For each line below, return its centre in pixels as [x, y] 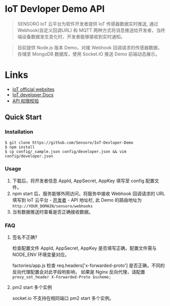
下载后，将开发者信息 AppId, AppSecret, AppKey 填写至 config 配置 [83, 181]
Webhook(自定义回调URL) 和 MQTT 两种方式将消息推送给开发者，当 [89, 30]
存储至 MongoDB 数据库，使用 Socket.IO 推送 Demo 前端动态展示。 [88, 54]
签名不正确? [25, 237]
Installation [19, 132]
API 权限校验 [26, 101]
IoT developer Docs [33, 94]
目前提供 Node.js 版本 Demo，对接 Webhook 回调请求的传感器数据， [90, 47]
